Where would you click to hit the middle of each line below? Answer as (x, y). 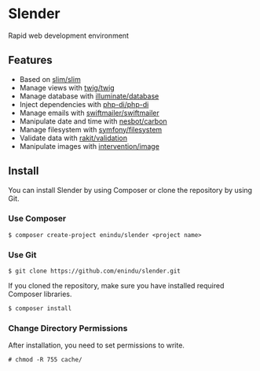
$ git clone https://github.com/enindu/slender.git (94, 271)
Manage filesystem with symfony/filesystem (91, 129)
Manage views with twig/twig (67, 87)
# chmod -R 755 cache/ (45, 360)
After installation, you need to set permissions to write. (96, 345)
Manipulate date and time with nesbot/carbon (93, 121)
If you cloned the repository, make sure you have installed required (116, 286)
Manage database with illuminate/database (89, 96)
